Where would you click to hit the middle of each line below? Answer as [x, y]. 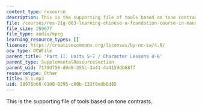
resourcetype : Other [32, 73]
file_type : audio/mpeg [35, 34]
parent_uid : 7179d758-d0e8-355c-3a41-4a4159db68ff [71, 67]
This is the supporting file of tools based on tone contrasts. [79, 101]
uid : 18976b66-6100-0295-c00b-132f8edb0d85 [62, 85]
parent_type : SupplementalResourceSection [60, 62]
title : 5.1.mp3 [25, 79]
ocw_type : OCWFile [29, 51]
